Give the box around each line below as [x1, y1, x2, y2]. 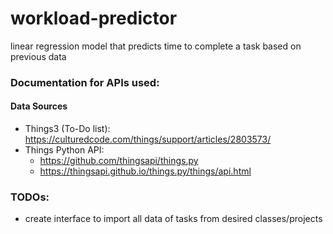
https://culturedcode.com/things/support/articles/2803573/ [24, 133, 272, 146]
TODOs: [10, 190, 50, 204]
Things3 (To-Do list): [24, 123, 111, 135]
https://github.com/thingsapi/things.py [39, 155, 199, 167]
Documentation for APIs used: [10, 75, 160, 89]
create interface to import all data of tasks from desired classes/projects [24, 213, 323, 225]
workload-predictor [10, 7, 178, 30]
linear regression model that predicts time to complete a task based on [10, 40, 302, 52]
